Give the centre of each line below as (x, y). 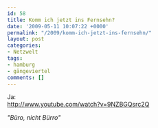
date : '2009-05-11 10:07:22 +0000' (58, 26)
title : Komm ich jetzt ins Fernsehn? (61, 20)
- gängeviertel (29, 71)
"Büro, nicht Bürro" (34, 118)
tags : (15, 58)
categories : (24, 45)
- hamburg (21, 65)
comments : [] (26, 77)
